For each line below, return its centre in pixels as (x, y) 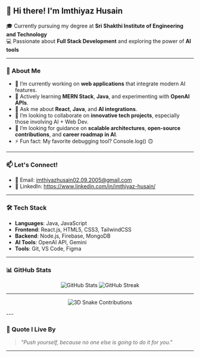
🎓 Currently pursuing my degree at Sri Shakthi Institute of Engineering (95, 26)
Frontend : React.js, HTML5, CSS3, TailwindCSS (73, 229)
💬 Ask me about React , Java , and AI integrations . (76, 109)
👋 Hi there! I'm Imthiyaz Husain (65, 11)
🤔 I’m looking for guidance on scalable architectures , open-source (98, 128)
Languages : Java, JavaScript (51, 223)
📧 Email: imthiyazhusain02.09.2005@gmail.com (73, 180)
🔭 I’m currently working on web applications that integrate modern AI (100, 84)
